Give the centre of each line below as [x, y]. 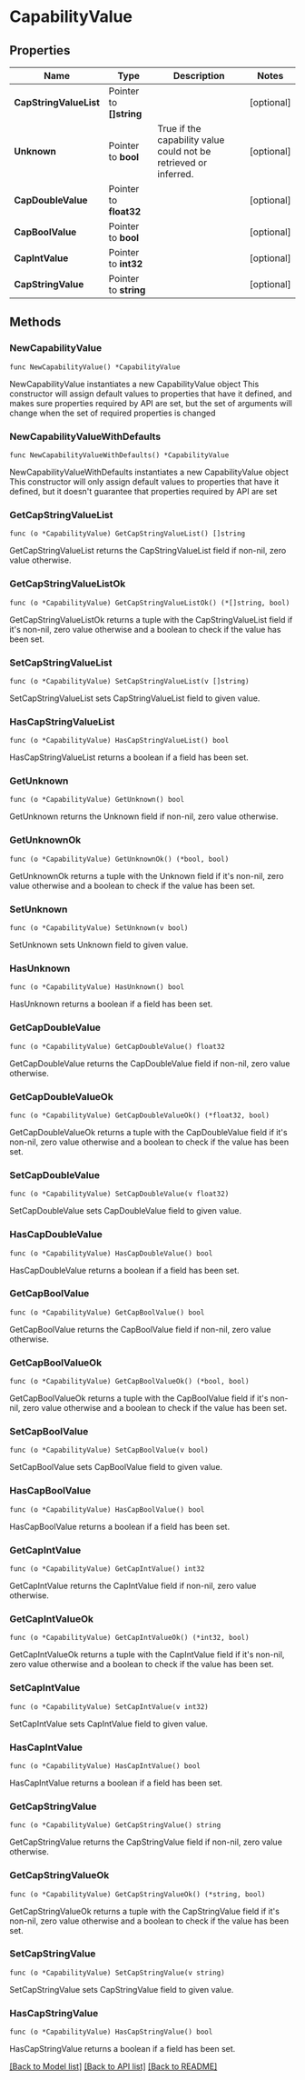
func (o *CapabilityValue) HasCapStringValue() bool [111, 2032]
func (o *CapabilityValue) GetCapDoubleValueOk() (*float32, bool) [140, 1115]
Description [199, 76]
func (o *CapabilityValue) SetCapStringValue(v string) [117, 1973]
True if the [179, 129]
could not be [184, 151]
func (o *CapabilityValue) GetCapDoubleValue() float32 [117, 1046]
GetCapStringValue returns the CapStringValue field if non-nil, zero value [146, 1842]
